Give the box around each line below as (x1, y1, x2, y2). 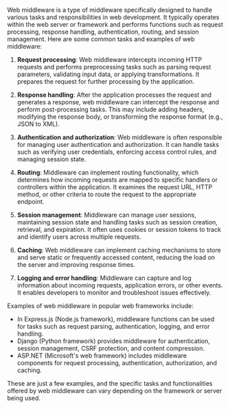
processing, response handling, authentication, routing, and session (7, 27, 199, 36)
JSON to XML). (16, 120, 60, 128)
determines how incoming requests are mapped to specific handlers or (16, 176, 218, 184)
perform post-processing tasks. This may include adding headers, (16, 106, 205, 113)
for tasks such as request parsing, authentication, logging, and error (16, 323, 210, 330)
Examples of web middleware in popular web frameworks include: (7, 302, 194, 309)
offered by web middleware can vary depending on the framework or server (7, 387, 222, 395)
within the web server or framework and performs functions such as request (7, 21, 224, 28)
